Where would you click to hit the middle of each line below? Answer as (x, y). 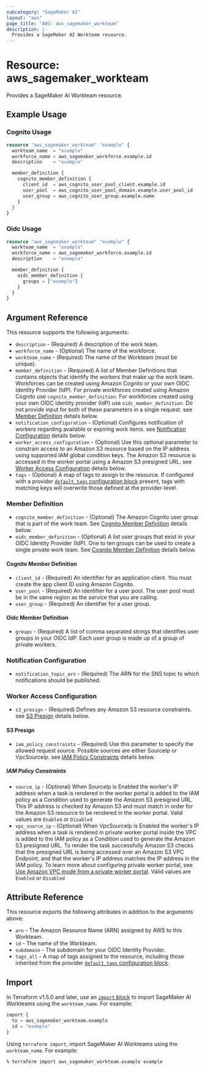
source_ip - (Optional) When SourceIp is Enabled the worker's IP (97, 787)
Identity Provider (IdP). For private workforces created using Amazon (102, 390)
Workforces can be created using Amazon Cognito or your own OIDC (102, 383)
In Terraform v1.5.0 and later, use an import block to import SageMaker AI (99, 997)
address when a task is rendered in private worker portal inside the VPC (106, 832)
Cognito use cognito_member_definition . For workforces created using (104, 396)
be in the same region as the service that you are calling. (87, 597)
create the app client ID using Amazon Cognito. (75, 584)
